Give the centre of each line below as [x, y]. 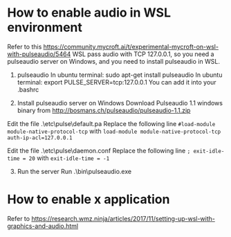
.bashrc [28, 89]
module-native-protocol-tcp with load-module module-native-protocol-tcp [114, 131]
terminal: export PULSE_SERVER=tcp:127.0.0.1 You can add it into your [117, 82]
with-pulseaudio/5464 [39, 54]
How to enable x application [89, 200]
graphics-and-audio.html [43, 226]
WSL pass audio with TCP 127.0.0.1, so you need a [143, 54]
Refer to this [25, 46]
